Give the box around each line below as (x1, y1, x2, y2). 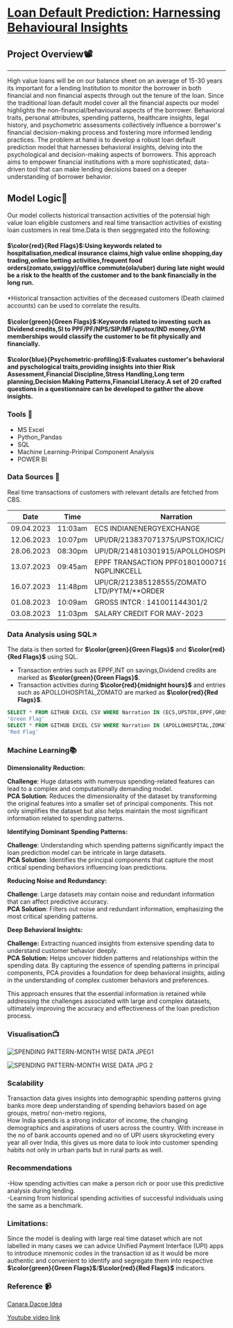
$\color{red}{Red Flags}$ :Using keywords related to (7, 242, 162, 250)
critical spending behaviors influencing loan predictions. (7, 863, 168, 871)
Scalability (7, 1079, 44, 1088)
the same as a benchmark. (7, 1201, 83, 1209)
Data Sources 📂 (7, 472, 60, 482)
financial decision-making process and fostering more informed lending (7, 128, 212, 136)
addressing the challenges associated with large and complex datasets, (7, 997, 212, 1005)
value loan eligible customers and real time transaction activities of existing (7, 218, 222, 226)
